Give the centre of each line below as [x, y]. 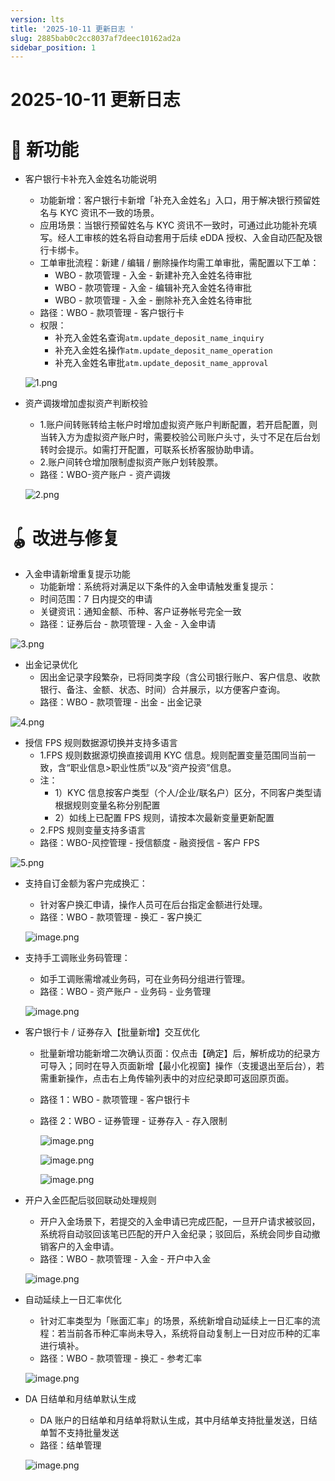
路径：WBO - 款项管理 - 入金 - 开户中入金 [125, 1259]
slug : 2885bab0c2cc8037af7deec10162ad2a [96, 38]
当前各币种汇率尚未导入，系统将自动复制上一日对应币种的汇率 [193, 1333]
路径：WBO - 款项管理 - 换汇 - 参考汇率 [121, 1358]
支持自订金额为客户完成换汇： [86, 883]
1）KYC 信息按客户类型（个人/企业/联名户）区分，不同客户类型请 [188, 793]
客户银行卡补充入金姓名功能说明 [90, 179]
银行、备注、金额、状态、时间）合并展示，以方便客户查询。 [162, 690]
